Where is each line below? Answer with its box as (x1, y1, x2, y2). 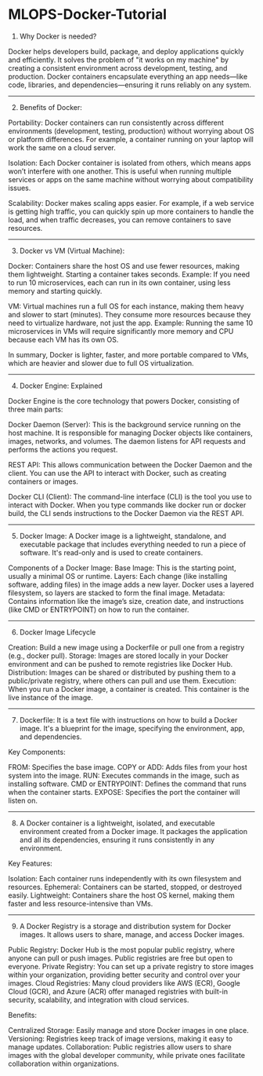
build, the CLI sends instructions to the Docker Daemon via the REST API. (8, 508, 244, 518)
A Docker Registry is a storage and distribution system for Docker (19, 921, 232, 931)
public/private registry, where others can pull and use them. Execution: (8, 675, 237, 685)
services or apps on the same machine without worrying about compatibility (8, 174, 254, 184)
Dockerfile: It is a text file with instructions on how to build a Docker (19, 715, 238, 724)
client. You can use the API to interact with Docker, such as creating (8, 468, 227, 478)
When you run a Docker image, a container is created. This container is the (8, 684, 250, 694)
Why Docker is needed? (19, 31, 97, 41)
